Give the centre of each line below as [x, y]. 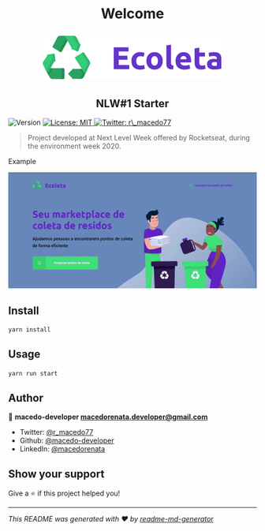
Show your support [56, 474]
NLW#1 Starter [132, 103]
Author [26, 398]
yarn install [30, 330]
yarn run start [33, 373]
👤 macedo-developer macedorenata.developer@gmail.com [108, 417]
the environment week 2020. [74, 146]
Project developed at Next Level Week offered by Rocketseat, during [139, 138]
